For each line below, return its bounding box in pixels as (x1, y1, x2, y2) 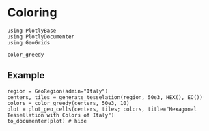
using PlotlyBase (7, 27, 57, 34)
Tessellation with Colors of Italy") (7, 111, 115, 119)
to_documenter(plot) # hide (7, 117, 87, 124)
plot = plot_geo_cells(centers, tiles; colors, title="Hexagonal (7, 106, 197, 113)
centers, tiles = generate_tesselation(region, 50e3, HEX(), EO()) (7, 93, 204, 100)
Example (7, 70, 45, 81)
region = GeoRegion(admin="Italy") (7, 87, 109, 95)
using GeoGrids (7, 39, 51, 46)
